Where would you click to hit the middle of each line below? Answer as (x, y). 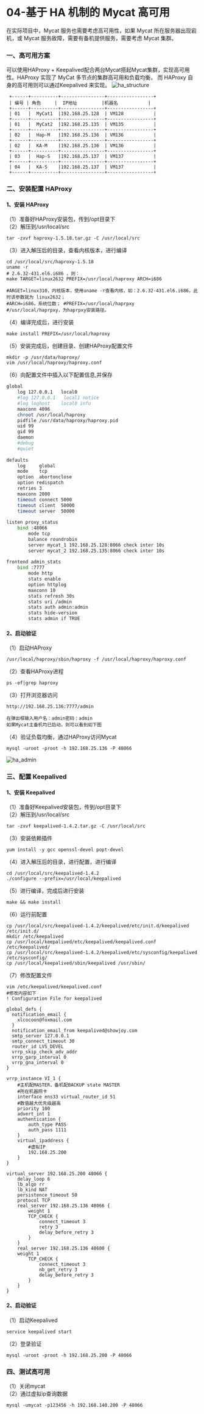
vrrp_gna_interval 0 (38, 1063)
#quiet (26, 448)
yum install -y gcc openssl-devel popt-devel (65, 850)
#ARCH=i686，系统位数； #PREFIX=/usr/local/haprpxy (71, 304)
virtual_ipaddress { (43, 1141)
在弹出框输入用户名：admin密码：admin (50, 719)
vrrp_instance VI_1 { (34, 1079)
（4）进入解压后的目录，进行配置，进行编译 (62, 862)
